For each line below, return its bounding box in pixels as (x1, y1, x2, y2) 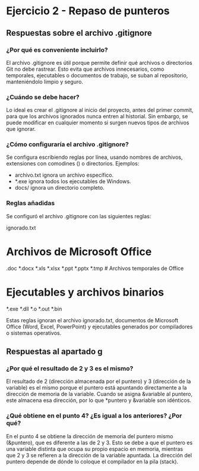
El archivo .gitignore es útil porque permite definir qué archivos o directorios (6, 59, 192, 66)
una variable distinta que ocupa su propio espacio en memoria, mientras (6, 445, 183, 453)
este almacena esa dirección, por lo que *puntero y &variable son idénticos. (6, 397, 192, 404)
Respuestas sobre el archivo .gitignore (6, 28, 153, 38)
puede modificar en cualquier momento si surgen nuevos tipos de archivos (6, 119, 189, 126)
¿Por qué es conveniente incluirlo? (6, 46, 108, 54)
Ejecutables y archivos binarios (6, 285, 165, 299)
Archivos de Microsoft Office (6, 245, 152, 258)
